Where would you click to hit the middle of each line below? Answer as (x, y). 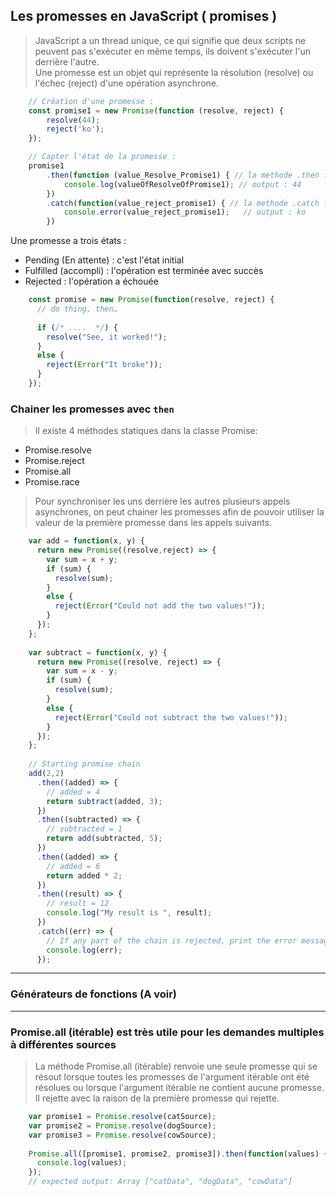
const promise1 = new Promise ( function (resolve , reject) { (156, 110)
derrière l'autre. (67, 61)
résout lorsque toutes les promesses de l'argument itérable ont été (172, 1077)
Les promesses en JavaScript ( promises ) (144, 16)
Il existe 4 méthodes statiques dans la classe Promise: (146, 431)
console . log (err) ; (84, 950)
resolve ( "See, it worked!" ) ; (107, 337)
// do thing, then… (77, 309)
